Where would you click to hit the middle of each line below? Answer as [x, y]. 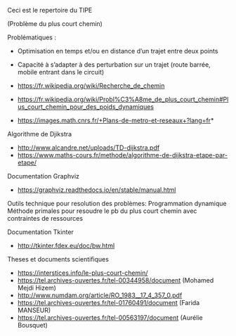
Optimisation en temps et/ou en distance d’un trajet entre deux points [118, 51]
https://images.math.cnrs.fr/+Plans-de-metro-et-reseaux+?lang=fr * [116, 120]
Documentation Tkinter [40, 232]
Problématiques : [32, 37]
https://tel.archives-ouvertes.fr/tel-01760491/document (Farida [109, 303]
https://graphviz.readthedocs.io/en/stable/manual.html [97, 190]
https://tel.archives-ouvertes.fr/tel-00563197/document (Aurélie [110, 318]
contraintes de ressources [45, 218]
